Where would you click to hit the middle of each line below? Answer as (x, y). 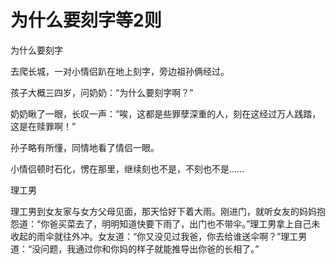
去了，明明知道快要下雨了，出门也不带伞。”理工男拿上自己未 (198, 223)
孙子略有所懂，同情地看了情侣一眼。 (85, 147)
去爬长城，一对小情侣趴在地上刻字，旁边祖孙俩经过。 (120, 71)
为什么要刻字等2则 (86, 20)
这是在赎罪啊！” (43, 126)
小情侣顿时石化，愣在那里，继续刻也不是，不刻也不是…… (127, 168)
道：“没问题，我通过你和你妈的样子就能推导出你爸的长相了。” (135, 248)
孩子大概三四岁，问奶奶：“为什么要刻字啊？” (102, 92)
